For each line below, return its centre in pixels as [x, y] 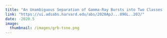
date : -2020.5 [20, 19]
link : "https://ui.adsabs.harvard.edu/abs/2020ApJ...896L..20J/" [75, 14]
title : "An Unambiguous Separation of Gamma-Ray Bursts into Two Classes [84, 10]
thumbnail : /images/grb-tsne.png [45, 28]
